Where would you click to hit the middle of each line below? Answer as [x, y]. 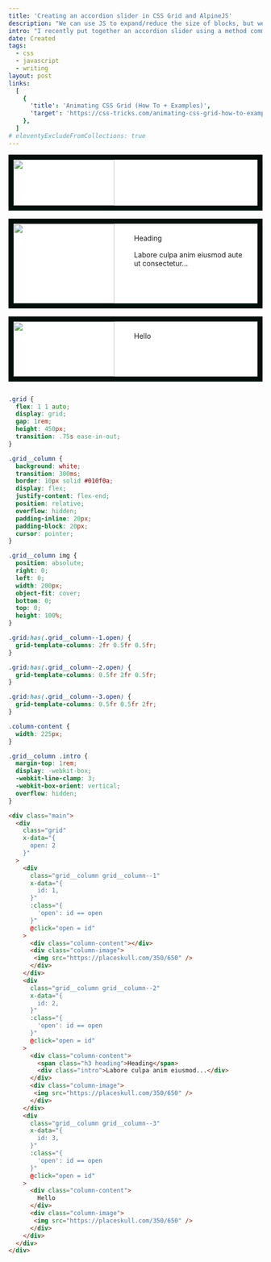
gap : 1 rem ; [34, 422]
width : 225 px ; [39, 734]
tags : [17, 46]
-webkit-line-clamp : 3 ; [55, 779]
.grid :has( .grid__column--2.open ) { [70, 667]
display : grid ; [41, 414]
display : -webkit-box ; [54, 771]
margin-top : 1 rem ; [47, 763]
